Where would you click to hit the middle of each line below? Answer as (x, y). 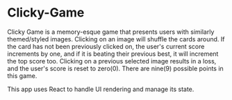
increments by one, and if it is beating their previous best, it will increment (113, 54)
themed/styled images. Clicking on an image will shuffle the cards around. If (116, 39)
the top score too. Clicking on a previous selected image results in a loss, (112, 61)
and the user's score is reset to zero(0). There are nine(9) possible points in (115, 68)
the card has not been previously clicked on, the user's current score (106, 46)
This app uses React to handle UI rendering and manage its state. (101, 89)
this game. (22, 76)
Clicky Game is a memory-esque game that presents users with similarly (111, 32)
